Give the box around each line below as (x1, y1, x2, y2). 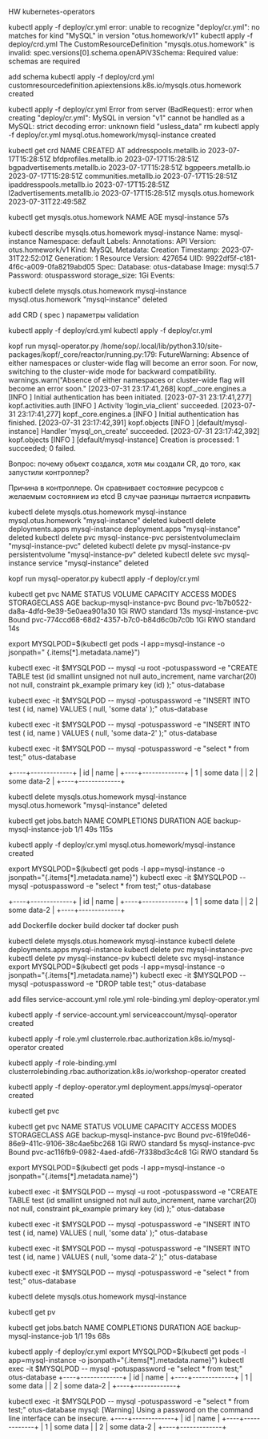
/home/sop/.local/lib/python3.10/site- (100, 341, 222, 351)
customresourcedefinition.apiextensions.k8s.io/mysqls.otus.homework (8, 80, 242, 90)
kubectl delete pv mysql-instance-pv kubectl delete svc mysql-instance (8, 954, 245, 963)
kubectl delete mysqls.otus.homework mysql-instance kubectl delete (8, 936, 236, 946)
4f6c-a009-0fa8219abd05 (8, 262, 96, 271)
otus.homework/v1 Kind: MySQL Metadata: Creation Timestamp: (8, 245, 220, 254)
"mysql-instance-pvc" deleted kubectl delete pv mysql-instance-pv (8, 541, 231, 550)
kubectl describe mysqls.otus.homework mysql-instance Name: (8, 228, 218, 237)
